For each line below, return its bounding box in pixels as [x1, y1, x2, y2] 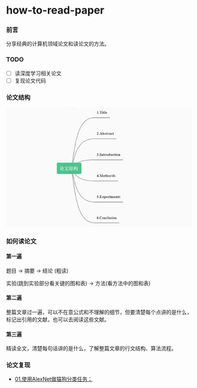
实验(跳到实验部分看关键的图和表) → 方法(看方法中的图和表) [6, 279, 151, 287]
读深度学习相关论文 [14, 69, 62, 77]
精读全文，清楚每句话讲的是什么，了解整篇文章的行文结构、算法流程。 [6, 345, 177, 352]
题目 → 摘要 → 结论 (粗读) [6, 267, 69, 274]
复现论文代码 [14, 77, 46, 84]
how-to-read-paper [6, 4, 104, 17]
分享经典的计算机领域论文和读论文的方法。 [6, 40, 110, 47]
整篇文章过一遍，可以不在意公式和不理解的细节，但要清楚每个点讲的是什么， [6, 308, 192, 315]
